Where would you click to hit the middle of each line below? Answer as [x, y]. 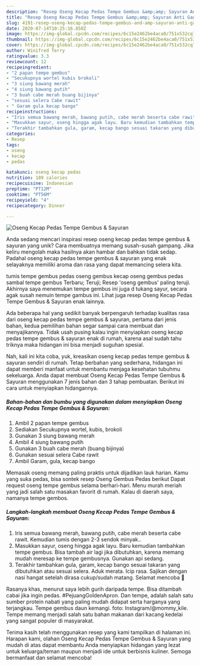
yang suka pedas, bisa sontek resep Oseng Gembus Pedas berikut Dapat [96, 479]
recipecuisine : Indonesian [40, 184]
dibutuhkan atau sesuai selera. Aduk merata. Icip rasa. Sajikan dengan [101, 571]
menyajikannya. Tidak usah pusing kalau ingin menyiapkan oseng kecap [95, 332]
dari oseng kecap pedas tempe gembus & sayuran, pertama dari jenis [91, 319]
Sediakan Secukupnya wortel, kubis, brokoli [68, 430]
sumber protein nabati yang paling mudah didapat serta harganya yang [93, 602]
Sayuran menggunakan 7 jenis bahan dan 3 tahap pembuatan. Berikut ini [95, 382]
